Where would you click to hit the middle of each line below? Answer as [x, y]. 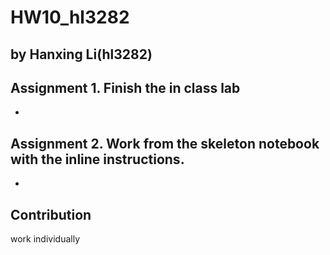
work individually [45, 239]
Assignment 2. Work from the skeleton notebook [165, 143]
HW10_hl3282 [70, 17]
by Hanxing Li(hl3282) [81, 54]
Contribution [51, 214]
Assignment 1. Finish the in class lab [125, 87]
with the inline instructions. [97, 159]
